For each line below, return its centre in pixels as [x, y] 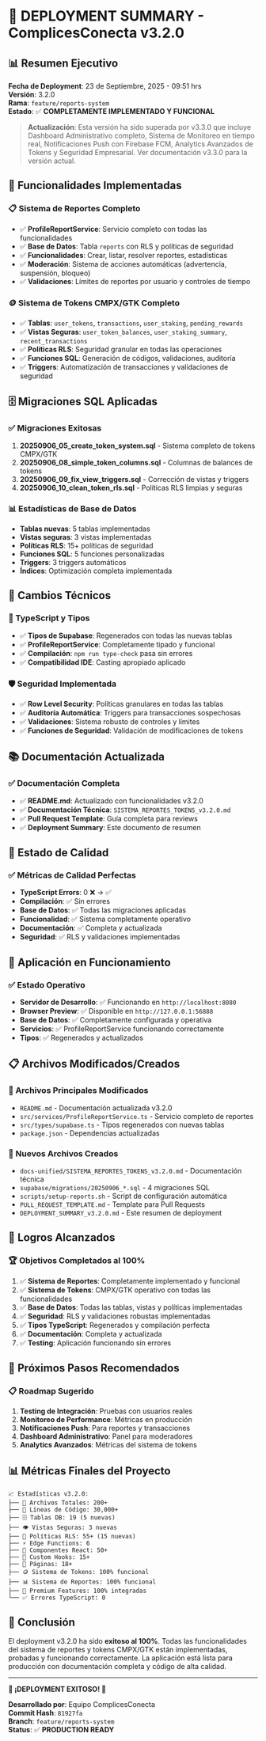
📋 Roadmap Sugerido [51, 1391]
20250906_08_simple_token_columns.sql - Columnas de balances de [136, 462]
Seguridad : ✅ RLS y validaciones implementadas [100, 937]
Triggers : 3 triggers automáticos [73, 562]
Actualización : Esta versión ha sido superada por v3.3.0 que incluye [139, 127]
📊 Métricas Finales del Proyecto [89, 1471]
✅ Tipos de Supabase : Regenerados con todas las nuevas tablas [126, 635]
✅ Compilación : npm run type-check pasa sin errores [106, 653]
